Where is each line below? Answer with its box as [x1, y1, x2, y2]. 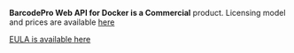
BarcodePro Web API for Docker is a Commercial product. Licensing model [9, 8, 286, 18]
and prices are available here [9, 17, 115, 27]
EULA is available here [9, 34, 91, 44]
